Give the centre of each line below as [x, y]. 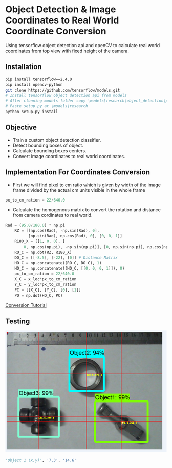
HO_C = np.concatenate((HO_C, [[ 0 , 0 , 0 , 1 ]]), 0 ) [70, 269]
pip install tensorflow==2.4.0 [39, 79]
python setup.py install [32, 112]
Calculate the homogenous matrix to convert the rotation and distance [87, 210]
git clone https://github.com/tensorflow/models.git [63, 90]
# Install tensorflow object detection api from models [66, 96]
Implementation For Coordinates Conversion [78, 172]
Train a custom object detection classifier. [57, 140]
